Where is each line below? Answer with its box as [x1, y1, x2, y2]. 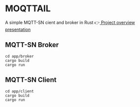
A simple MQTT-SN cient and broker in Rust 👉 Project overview [5, 19, 135, 25]
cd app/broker [5, 53, 34, 59]
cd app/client [5, 89, 34, 94]
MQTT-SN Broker [5, 41, 59, 49]
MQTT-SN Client [5, 76, 56, 84]
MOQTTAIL [5, 3, 51, 14]
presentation [5, 27, 31, 32]
